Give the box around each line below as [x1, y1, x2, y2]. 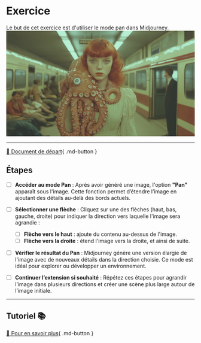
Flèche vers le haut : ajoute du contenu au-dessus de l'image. [23, 230, 178, 238]
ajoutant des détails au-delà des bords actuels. [14, 194, 131, 201]
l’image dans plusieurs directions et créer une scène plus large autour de [14, 281, 195, 288]
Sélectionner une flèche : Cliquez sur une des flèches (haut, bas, [14, 205, 177, 213]
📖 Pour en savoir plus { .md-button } [6, 329, 94, 336]
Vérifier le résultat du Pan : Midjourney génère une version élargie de [14, 250, 187, 257]
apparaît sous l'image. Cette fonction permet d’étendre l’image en [14, 187, 177, 195]
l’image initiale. [14, 287, 52, 295]
